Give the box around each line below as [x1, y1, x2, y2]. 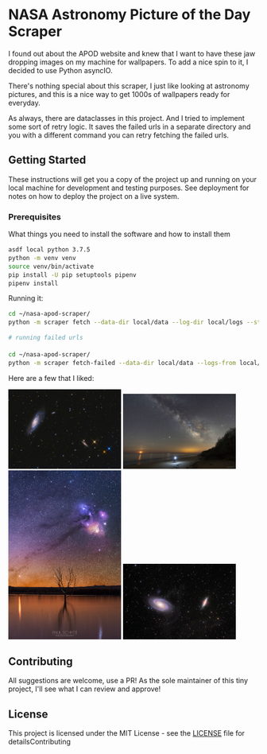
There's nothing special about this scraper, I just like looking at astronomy [8, 81, 250, 91]
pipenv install [8, 279, 59, 287]
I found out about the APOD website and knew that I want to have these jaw [8, 49, 256, 58]
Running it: [8, 293, 44, 303]
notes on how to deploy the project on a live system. [8, 191, 180, 200]
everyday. [8, 98, 41, 107]
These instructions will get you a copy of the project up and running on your [8, 174, 257, 184]
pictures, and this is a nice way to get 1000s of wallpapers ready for [8, 89, 230, 99]
